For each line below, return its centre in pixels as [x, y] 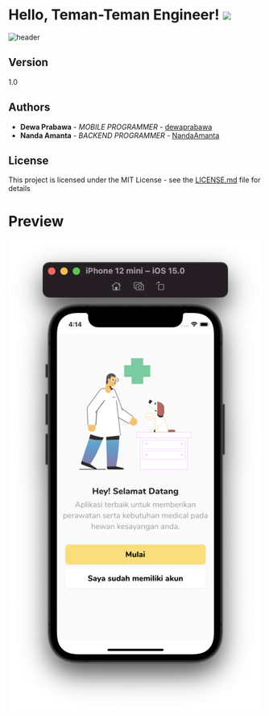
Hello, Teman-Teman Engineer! [114, 15]
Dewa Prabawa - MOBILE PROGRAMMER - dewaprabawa [116, 127]
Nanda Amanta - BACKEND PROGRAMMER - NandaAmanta [120, 135]
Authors [29, 108]
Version [28, 62]
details [19, 189]
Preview [36, 221]
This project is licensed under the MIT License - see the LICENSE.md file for [134, 180]
